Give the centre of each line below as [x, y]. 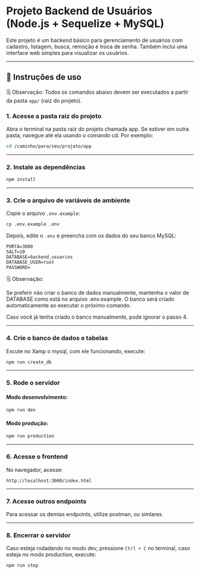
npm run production [30, 436]
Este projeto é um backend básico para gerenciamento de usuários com [95, 40]
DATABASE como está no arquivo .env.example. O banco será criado [90, 299]
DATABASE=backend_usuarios [40, 257]
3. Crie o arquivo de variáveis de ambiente [68, 200]
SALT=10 [16, 252]
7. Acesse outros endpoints [46, 501]
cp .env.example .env [33, 224]
